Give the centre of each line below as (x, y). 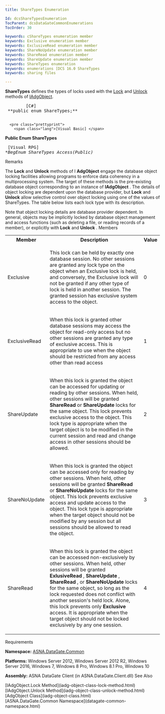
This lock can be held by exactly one (92, 253)
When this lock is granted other (86, 320)
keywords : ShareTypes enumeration (41, 64)
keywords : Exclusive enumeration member (47, 41)
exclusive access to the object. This (91, 417)
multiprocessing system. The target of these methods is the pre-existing (78, 182)
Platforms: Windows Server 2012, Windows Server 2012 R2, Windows (76, 661)
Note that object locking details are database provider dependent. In (74, 212)
